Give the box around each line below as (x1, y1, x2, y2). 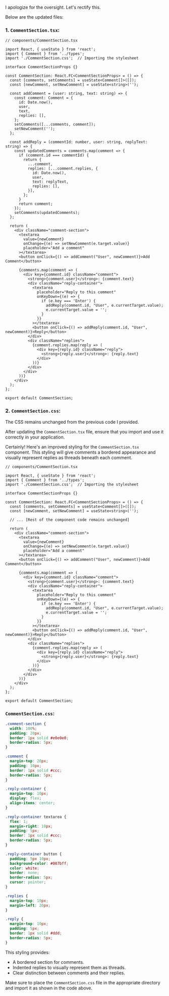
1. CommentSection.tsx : (5, 26, 60, 33)
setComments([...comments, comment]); (14, 122, 96, 127)
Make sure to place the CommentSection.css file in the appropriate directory (5, 979, 160, 985)
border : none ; (10, 870, 39, 875)
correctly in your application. (5, 434, 65, 440)
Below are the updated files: (5, 14, 64, 20)
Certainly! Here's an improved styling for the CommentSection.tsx (5, 444, 140, 450)
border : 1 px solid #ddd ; (10, 931, 62, 936)
